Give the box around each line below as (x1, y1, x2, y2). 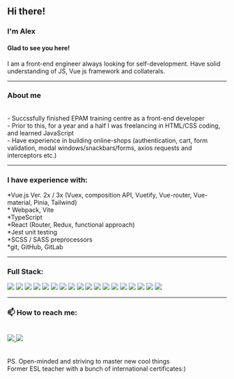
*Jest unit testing (7, 228, 58, 237)
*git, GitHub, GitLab (7, 243, 63, 251)
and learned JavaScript (7, 128, 75, 137)
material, (7, 198, 33, 207)
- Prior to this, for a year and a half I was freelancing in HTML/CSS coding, (7, 121, 221, 130)
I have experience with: (7, 174, 88, 184)
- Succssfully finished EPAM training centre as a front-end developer (7, 114, 205, 122)
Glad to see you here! (7, 43, 70, 52)
